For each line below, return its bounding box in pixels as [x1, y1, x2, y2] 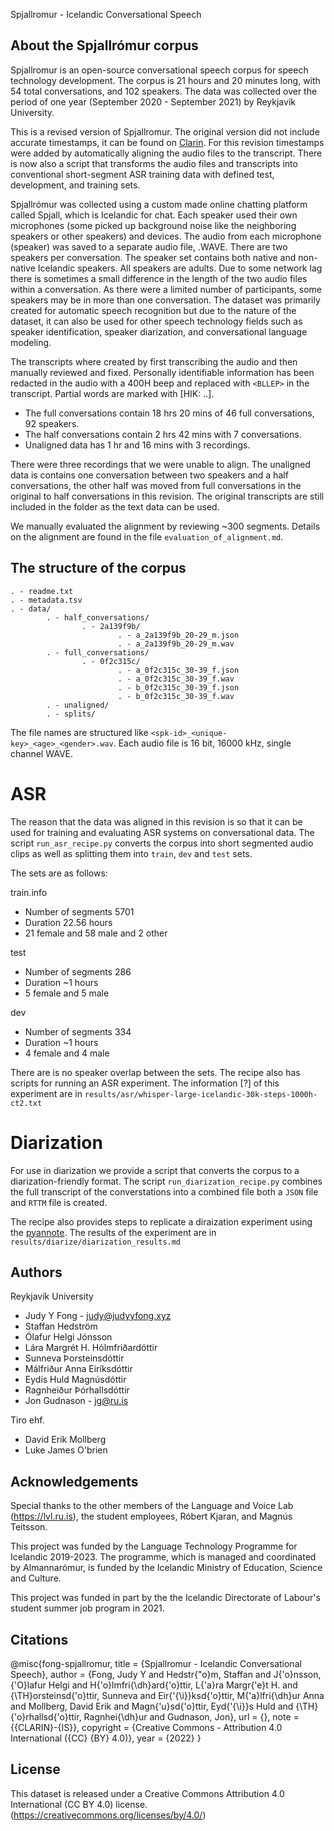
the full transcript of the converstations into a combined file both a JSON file [10, 1185, 319, 1198]
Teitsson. [10, 1521, 48, 1533]
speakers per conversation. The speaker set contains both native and [10, 251, 297, 263]
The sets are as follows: [10, 867, 108, 879]
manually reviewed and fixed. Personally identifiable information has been [10, 366, 315, 378]
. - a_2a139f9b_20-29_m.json [117, 630, 240, 640]
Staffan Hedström [24, 1320, 98, 1333]
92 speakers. [24, 417, 80, 429]
